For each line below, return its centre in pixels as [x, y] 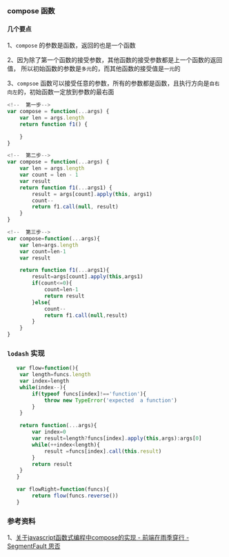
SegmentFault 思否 [34, 546]
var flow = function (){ [47, 368]
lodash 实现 [26, 353]
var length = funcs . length [55, 375]
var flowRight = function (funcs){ [63, 489]
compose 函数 [31, 10]
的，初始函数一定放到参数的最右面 [66, 92]
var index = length [44, 381]
